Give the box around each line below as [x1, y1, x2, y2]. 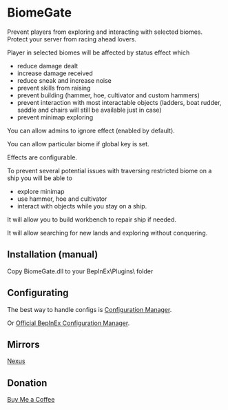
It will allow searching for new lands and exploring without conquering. [7, 228, 208, 237]
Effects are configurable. [7, 153, 78, 162]
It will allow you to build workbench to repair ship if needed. [7, 215, 177, 224]
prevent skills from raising [17, 84, 91, 92]
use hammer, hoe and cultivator [17, 195, 107, 203]
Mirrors [7, 338, 40, 350]
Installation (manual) [7, 248, 99, 260]
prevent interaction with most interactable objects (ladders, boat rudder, [17, 98, 222, 106]
